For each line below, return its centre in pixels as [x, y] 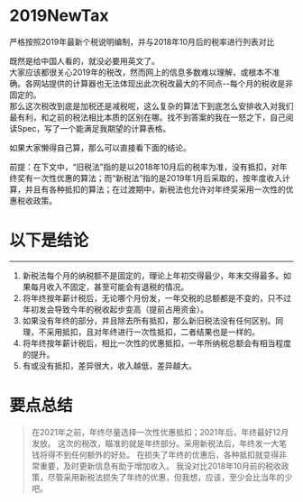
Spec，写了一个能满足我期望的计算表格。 [94, 128]
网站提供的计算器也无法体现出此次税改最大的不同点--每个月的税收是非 [163, 83]
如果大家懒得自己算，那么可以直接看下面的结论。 [100, 147]
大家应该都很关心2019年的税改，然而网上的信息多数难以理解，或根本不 [141, 72]
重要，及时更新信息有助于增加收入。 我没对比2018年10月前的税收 [160, 466]
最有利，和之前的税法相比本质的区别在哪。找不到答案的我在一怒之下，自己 [147, 117]
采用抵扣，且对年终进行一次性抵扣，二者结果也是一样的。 [153, 332]
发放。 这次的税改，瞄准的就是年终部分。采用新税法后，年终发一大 [155, 443]
